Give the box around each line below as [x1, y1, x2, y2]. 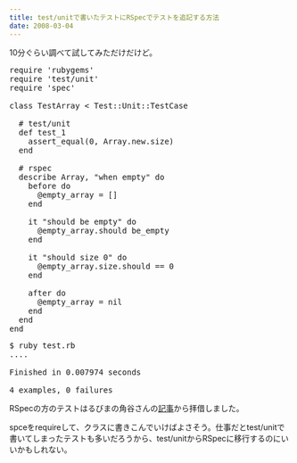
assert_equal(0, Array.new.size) [28, 136, 175, 146]
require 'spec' [9, 82, 76, 93]
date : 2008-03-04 [9, 21, 74, 30]
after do [28, 287, 67, 298]
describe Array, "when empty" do [18, 171, 165, 182]
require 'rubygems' [9, 64, 95, 75]
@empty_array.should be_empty [37, 225, 169, 236]
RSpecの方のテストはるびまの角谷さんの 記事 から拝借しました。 [9, 402, 244, 413]
